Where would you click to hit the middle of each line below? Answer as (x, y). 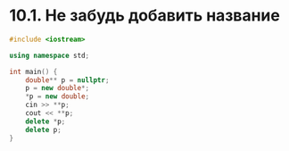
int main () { (33, 71)
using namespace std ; (50, 55)
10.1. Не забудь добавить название (145, 16)
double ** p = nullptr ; (67, 80)
